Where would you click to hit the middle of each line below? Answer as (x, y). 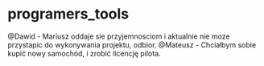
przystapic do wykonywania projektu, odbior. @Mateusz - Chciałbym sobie (132, 44)
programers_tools (68, 14)
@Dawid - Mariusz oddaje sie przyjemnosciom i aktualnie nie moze (119, 36)
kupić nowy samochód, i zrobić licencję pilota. (85, 53)
